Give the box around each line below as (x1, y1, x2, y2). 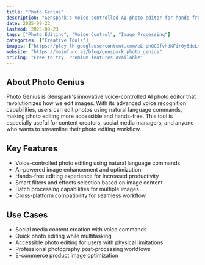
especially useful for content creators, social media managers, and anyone (6, 119, 194, 126)
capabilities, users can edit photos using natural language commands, (6, 106, 182, 114)
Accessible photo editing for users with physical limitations (15, 239, 164, 246)
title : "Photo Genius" (6, 9, 64, 15)
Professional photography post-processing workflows (15, 245, 151, 253)
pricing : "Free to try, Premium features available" (6, 54, 143, 60)
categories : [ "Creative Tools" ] (6, 37, 88, 43)
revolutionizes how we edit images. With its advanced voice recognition (6, 100, 187, 107)
